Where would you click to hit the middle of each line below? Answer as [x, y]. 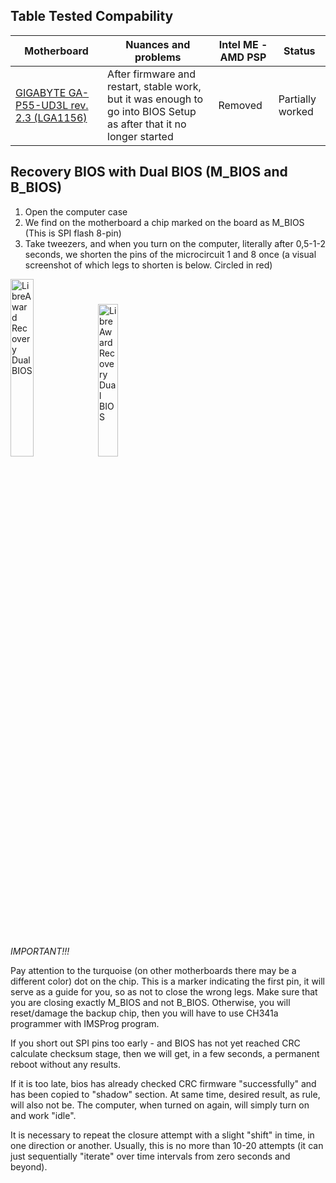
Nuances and [158, 44]
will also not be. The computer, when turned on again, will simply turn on [160, 1105]
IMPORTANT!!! [40, 951]
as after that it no [147, 124]
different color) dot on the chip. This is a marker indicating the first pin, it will [168, 981]
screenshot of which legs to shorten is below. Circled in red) [148, 265]
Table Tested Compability [92, 16]
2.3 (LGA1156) [51, 117]
